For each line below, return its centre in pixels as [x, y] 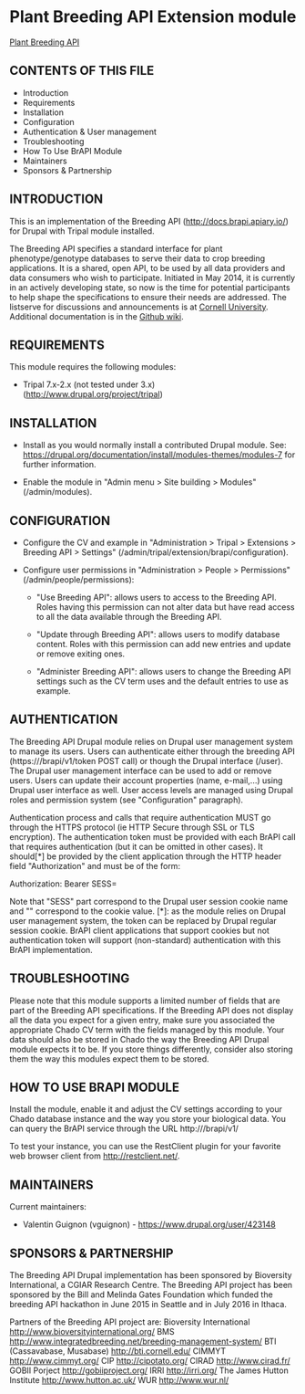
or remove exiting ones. [81, 654]
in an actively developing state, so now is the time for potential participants [150, 287]
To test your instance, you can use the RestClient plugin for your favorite [145, 1147]
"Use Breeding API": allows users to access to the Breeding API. [157, 597]
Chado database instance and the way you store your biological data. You [148, 1119]
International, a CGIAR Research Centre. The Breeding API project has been [151, 1285]
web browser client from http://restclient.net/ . [95, 1156]
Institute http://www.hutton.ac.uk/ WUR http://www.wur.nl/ [119, 1380]
